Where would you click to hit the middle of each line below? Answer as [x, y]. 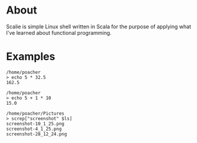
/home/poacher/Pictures [35, 113]
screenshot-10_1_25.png [35, 124]
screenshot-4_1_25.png [34, 129]
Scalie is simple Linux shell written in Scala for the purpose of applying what [99, 26]
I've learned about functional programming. [59, 32]
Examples [31, 57]
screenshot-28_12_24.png [37, 134]
